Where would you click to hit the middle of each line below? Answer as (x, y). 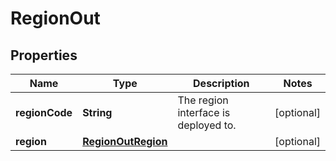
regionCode (44, 112)
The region (203, 100)
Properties (44, 55)
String (97, 112)
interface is (204, 112)
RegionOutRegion (125, 141)
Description (221, 83)
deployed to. (207, 125)
